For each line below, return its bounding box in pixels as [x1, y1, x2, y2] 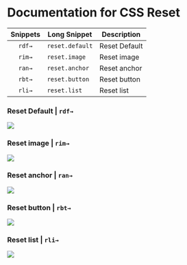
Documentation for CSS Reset [7, 5, 180, 21]
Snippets [10, 29, 41, 39]
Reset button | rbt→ [7, 203, 71, 212]
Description [101, 29, 141, 39]
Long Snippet [47, 29, 92, 39]
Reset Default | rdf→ [7, 106, 74, 116]
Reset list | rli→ [7, 235, 60, 244]
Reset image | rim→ [7, 138, 70, 148]
